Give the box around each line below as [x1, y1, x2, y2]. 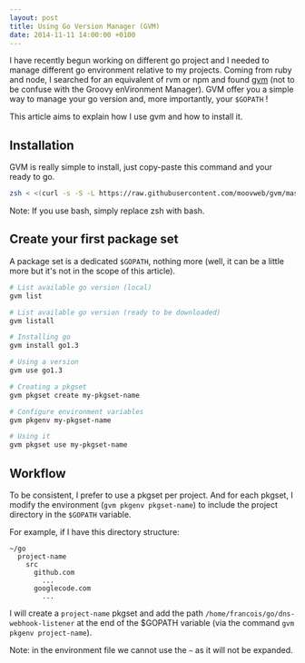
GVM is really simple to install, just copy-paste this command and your [9, 162, 272, 173]
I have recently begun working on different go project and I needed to [9, 55, 270, 66]
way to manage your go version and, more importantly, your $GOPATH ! [9, 94, 269, 104]
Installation [9, 137, 74, 153]
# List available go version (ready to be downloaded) [9, 308, 221, 317]
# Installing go [9, 332, 71, 341]
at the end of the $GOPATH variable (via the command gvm [76, 617, 295, 628]
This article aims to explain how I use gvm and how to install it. [9, 111, 243, 123]
